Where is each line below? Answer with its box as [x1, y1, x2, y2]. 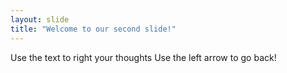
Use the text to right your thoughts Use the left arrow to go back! [10, 51, 277, 63]
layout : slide [10, 14, 70, 25]
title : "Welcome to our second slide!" [10, 24, 177, 34]
